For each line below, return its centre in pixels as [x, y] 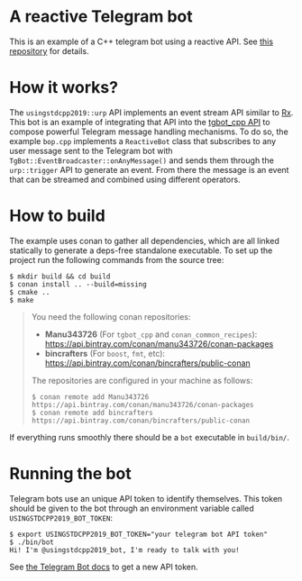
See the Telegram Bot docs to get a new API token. [104, 567]
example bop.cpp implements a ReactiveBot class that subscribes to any [143, 141]
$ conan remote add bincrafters [92, 413]
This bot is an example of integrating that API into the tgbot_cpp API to [140, 122]
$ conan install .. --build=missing [78, 284]
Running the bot [71, 474]
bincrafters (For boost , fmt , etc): [105, 353]
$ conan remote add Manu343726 [90, 397]
